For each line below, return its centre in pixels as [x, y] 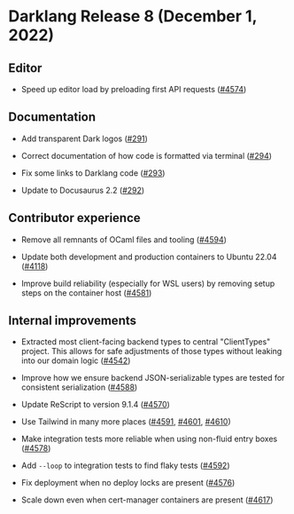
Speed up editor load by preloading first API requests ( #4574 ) [134, 89]
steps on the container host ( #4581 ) [86, 293]
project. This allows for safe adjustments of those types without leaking [151, 352]
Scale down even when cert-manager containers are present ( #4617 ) [147, 500]
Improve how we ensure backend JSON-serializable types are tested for [153, 378]
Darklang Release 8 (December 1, [133, 16]
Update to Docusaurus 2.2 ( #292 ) [83, 190]
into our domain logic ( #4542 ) [76, 360]
